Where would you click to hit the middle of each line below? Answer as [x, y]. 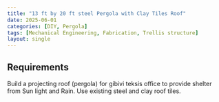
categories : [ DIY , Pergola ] [48, 26]
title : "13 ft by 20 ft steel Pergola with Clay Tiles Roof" [97, 13]
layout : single [29, 39]
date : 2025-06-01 [32, 20]
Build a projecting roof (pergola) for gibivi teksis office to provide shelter [109, 83]
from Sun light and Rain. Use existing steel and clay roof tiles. [94, 91]
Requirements [38, 67]
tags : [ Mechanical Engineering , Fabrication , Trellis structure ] [103, 33]
